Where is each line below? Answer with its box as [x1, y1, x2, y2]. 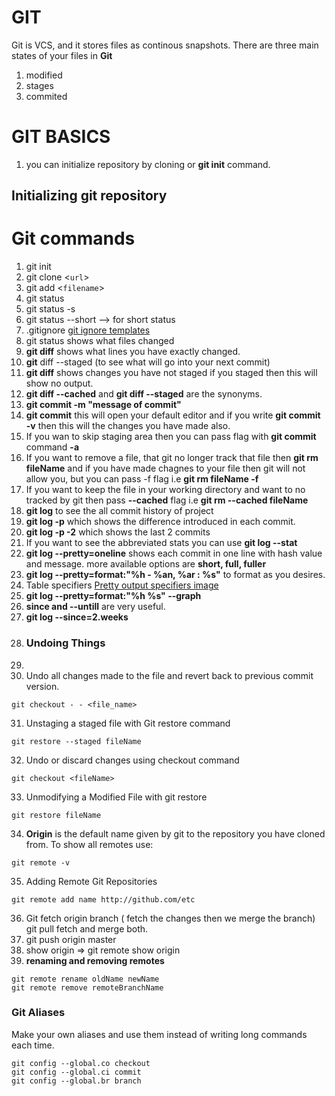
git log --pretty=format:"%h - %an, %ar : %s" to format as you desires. [25, 569, 326, 581]
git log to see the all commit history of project [25, 505, 214, 517]
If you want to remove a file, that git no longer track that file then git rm [25, 452, 319, 464]
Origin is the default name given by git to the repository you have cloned [25, 827, 326, 840]
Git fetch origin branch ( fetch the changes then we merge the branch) [25, 912, 316, 924]
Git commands [11, 227, 136, 250]
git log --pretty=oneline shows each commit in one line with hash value [25, 547, 323, 560]
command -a [25, 441, 80, 453]
